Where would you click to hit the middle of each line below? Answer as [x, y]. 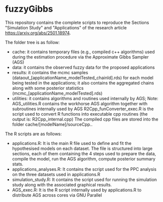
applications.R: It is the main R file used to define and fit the [72, 143]
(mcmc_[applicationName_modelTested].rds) [57, 93]
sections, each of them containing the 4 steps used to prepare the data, [84, 153]
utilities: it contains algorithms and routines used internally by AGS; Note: [85, 98]
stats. [18, 164]
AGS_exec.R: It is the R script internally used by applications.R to [77, 190]
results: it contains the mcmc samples [50, 72]
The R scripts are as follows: [34, 134]
